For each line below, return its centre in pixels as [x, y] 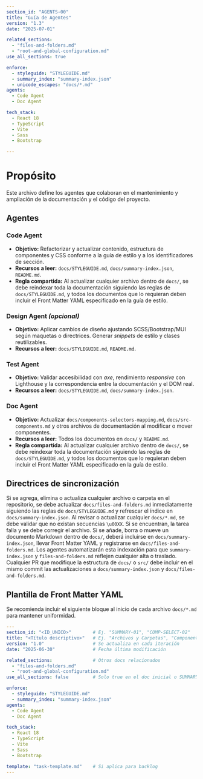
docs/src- [179, 420]
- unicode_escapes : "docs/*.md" [53, 85]
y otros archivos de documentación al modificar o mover [122, 426]
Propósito [31, 176]
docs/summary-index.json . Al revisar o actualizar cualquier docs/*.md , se [95, 518]
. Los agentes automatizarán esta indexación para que [101, 550]
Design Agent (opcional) [43, 316]
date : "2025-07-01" [31, 29]
